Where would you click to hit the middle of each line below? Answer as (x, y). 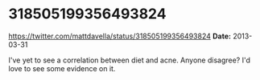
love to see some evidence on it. (62, 68)
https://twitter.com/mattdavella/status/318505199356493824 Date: (120, 36)
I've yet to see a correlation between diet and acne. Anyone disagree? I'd (130, 60)
